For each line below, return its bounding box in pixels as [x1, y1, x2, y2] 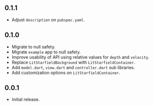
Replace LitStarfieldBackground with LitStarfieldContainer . [11, 59, 135, 65]
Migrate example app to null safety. [11, 49, 81, 55]
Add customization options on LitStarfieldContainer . [11, 70, 120, 75]
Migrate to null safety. [11, 44, 56, 50]
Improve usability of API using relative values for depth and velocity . [11, 54, 150, 60]
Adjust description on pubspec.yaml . [11, 17, 85, 22]
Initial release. [11, 97, 40, 103]
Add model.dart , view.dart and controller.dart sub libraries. [11, 64, 135, 70]
